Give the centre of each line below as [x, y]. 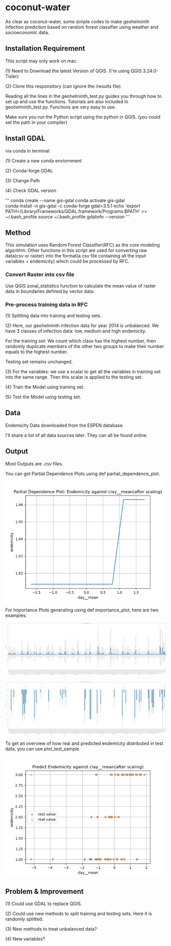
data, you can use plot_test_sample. [43, 749]
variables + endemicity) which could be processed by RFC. [67, 261]
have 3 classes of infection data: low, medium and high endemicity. [76, 331]
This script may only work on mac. [42, 61]
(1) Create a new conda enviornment [44, 161]
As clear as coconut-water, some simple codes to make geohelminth [77, 21]
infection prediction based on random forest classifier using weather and [82, 27]
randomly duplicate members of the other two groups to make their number [85, 346]
